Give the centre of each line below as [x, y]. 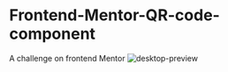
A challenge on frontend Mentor [67, 58]
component [52, 34]
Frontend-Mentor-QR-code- [115, 15]
